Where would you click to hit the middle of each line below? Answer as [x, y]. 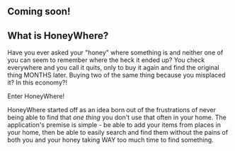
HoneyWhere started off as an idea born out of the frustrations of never [111, 110]
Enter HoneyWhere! [36, 96]
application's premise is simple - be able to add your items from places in [114, 125]
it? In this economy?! [37, 83]
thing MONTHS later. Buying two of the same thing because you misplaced [116, 75]
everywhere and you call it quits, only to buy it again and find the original [113, 68]
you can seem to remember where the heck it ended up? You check [106, 60]
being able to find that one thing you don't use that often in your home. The [117, 117]
